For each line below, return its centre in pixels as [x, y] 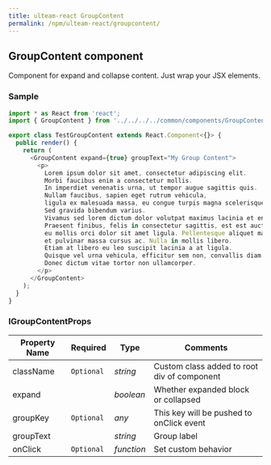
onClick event [179, 423]
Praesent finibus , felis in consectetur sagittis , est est [146, 226]
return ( [38, 150]
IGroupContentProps [50, 322]
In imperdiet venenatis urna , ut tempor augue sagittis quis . [151, 188]
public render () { [47, 143]
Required [88, 347]
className [33, 371]
